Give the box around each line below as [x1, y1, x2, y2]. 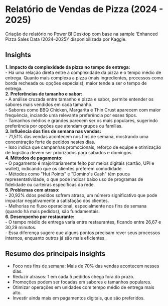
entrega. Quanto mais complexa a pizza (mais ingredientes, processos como [5, 74, 163, 81]
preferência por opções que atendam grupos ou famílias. [5, 123, 123, 129]
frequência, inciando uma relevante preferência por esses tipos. [5, 112, 137, 118]
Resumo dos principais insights [5, 250, 106, 258]
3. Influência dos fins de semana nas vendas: [5, 128, 101, 134]
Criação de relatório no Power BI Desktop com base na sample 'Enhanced [5, 31, 158, 37]
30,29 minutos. [5, 224, 37, 230]
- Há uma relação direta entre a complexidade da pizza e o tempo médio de [5, 69, 161, 75]
